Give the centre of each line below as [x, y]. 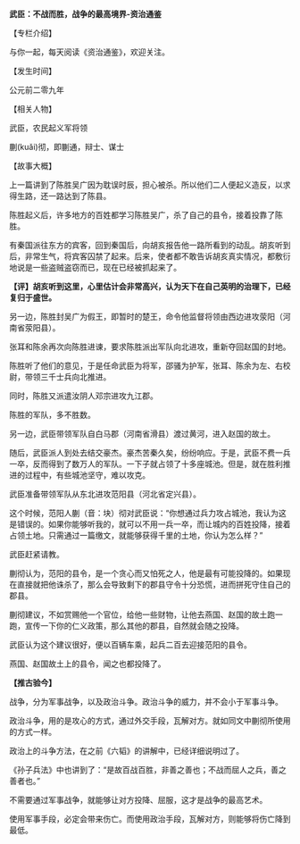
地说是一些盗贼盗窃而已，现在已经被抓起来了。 [95, 267]
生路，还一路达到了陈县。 [64, 196]
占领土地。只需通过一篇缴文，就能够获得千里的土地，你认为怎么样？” [136, 535]
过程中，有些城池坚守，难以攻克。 [87, 475]
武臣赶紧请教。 [37, 554]
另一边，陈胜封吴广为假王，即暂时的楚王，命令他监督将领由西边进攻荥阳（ [146, 317]
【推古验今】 [33, 683]
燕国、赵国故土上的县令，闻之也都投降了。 [87, 664]
